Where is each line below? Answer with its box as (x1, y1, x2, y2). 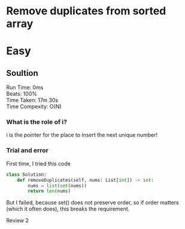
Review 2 (6, 217, 29, 224)
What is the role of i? (6, 118, 68, 126)
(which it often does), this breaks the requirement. (6, 205, 130, 213)
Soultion (6, 68, 39, 78)
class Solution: (6, 172, 47, 178)
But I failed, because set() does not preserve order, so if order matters (6, 199, 180, 206)
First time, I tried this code (6, 160, 71, 167)
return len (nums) (28, 188, 71, 194)
